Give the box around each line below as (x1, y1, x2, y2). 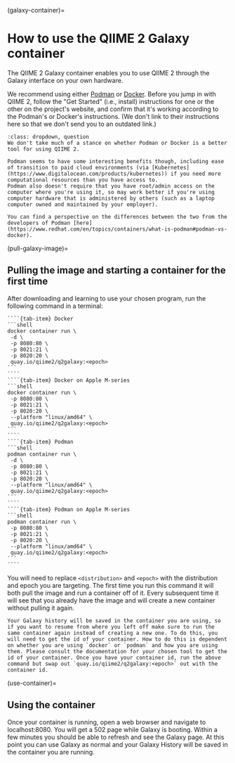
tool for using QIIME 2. (7, 146, 80, 153)
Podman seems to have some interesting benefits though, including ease (7, 158, 224, 165)
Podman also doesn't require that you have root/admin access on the (7, 182, 215, 189)
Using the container (7, 699, 96, 711)
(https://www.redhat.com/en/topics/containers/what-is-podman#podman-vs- (7, 225, 228, 233)
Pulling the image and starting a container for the (7, 264, 226, 276)
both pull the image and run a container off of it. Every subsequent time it (7, 589, 219, 597)
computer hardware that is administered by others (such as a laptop (7, 195, 215, 202)
